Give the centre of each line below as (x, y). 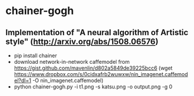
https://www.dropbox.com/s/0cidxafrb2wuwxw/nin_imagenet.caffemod (101, 74)
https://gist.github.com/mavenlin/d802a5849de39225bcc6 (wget (93, 68)
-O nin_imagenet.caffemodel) (68, 80)
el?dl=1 (23, 80)
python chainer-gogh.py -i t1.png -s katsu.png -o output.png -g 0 (93, 87)
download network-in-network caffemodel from (72, 62)
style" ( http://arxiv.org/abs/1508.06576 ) (82, 41)
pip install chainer (35, 56)
